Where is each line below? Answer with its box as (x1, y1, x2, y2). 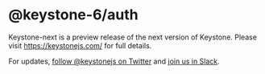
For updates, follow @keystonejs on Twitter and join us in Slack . (8, 56, 220, 66)
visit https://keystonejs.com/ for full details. (8, 40, 152, 50)
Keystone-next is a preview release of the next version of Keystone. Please (8, 32, 258, 42)
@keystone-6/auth (8, 6, 139, 24)
